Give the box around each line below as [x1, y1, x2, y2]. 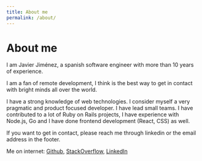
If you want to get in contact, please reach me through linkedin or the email [6, 129, 196, 137]
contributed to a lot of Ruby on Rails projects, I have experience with [6, 111, 179, 118]
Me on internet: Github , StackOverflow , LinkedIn [6, 148, 128, 155]
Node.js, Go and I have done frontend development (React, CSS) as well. [6, 118, 190, 125]
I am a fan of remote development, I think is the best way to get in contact [6, 80, 193, 87]
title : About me [6, 9, 48, 15]
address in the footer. [6, 136, 61, 143]
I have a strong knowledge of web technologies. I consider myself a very [6, 98, 190, 105]
